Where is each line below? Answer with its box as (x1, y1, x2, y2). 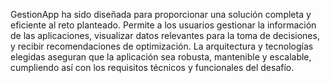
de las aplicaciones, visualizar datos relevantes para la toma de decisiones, (10, 30, 320, 41)
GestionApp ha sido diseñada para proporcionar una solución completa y (10, 9, 312, 20)
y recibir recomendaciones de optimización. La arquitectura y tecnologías (10, 40, 314, 52)
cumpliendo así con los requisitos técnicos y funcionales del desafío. (10, 62, 295, 73)
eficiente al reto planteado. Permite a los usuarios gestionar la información (10, 19, 317, 31)
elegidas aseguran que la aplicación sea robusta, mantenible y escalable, (10, 51, 312, 63)
